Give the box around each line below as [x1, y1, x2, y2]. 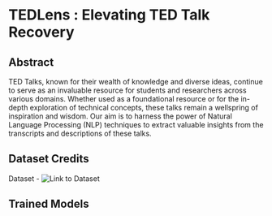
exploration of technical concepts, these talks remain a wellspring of [29, 103, 258, 112]
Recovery [8, 23, 75, 41]
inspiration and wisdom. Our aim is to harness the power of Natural [8, 111, 233, 121]
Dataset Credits [8, 152, 89, 166]
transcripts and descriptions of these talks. [8, 128, 152, 138]
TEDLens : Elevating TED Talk [8, 6, 210, 24]
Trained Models [8, 197, 89, 211]
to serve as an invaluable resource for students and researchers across [8, 85, 247, 95]
